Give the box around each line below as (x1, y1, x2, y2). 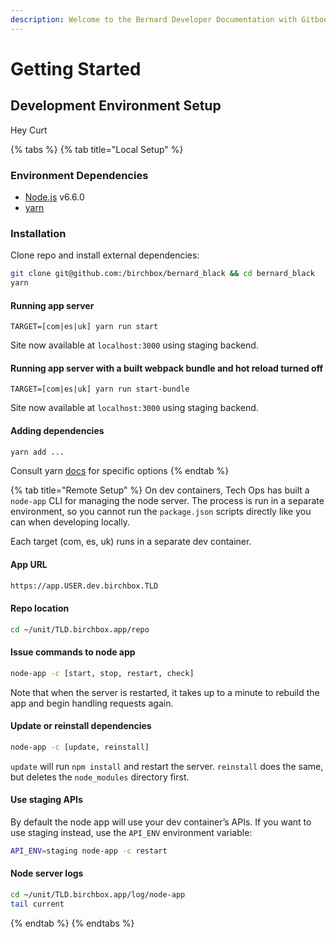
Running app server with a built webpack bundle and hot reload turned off (10, 362, 324, 374)
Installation (10, 226, 67, 240)
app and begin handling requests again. (10, 697, 174, 709)
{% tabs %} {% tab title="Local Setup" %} (10, 143, 184, 155)
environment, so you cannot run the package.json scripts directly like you (10, 506, 312, 518)
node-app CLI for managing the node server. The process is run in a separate (10, 495, 325, 507)
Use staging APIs (10, 794, 83, 806)
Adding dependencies (10, 424, 105, 436)
